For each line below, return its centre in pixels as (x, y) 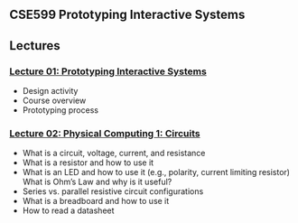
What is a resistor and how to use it (88, 163)
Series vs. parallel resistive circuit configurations (113, 191)
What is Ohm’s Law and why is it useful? (97, 182)
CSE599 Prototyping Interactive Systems (127, 15)
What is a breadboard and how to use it (96, 201)
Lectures (35, 46)
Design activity (50, 91)
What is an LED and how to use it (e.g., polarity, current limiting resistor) (156, 172)
